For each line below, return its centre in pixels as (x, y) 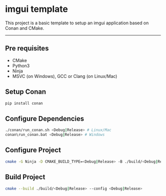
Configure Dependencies (45, 118)
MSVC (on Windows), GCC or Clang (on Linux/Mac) (65, 76)
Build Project (25, 177)
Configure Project (33, 150)
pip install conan (24, 103)
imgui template (37, 9)
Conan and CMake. (25, 28)
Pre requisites (27, 48)
